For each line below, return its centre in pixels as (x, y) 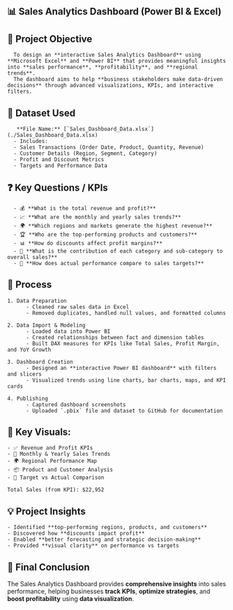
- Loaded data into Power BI (68, 331)
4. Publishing (28, 399)
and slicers (24, 374)
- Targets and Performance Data (61, 166)
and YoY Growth (29, 350)
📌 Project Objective (50, 39)
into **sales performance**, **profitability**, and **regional (103, 67)
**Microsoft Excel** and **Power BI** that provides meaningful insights (117, 61)
